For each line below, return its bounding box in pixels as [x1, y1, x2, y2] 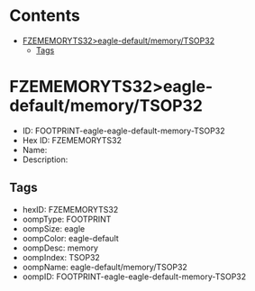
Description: [22, 154, 68, 165]
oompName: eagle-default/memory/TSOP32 [22, 261, 187, 272]
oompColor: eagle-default [22, 232, 119, 243]
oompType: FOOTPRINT [22, 214, 112, 224]
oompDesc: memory [22, 242, 99, 253]
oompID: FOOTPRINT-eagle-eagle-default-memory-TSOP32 [22, 271, 247, 282]
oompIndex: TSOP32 [22, 251, 101, 262]
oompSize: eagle [22, 223, 86, 234]
